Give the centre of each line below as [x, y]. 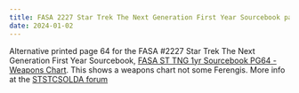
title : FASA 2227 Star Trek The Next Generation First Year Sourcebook [145, 17]
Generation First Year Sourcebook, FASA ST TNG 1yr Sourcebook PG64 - [143, 60]
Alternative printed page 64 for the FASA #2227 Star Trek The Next [132, 50]
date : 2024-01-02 [41, 26]
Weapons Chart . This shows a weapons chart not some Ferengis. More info [147, 70]
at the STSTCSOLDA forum [59, 79]
